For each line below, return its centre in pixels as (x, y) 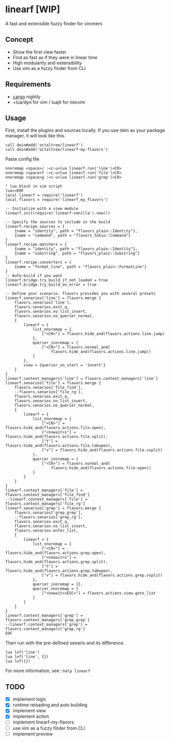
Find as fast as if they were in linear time (55, 57)
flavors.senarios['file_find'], (49, 388)
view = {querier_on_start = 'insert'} (65, 365)
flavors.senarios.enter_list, (47, 531)
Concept (19, 40)
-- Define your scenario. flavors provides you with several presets (81, 294)
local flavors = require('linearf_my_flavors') (57, 200)
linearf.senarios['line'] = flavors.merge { (53, 298)
